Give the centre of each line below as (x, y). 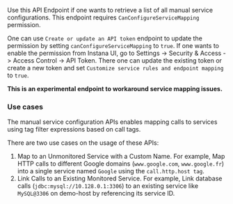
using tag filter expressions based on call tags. (74, 130)
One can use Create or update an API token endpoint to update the (105, 38)
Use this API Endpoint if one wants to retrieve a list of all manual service (110, 10)
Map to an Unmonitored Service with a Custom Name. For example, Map (121, 157)
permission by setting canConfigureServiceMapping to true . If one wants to (113, 46)
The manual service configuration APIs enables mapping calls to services (112, 122)
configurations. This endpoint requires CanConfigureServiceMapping (103, 17)
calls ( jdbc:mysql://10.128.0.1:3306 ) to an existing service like (108, 186)
